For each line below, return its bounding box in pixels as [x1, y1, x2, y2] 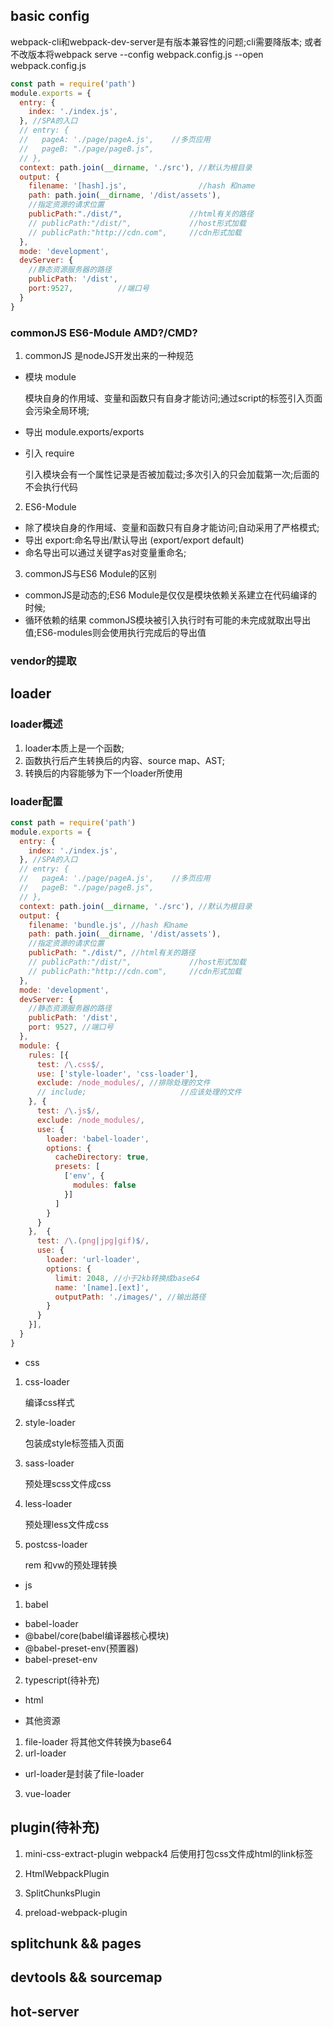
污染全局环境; [33, 404, 90, 416]
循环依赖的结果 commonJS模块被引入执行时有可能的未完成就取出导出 [24, 614, 312, 626]
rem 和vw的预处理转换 [24, 1559, 118, 1571]
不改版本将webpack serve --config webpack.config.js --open [10, 48, 264, 60]
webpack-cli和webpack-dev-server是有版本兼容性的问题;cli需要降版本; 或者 [10, 35, 323, 48]
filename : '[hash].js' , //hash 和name [28, 181, 256, 191]
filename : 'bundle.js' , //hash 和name [28, 920, 188, 930]
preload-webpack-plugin [24, 1906, 128, 1918]
